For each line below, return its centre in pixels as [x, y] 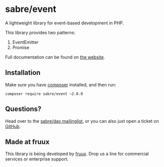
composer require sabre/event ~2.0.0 [44, 94]
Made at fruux [27, 142]
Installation [23, 73]
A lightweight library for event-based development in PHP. [64, 23]
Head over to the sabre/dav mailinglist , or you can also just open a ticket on [82, 121]
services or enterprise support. [37, 159]
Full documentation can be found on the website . [55, 57]
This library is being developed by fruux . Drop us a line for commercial [77, 154]
